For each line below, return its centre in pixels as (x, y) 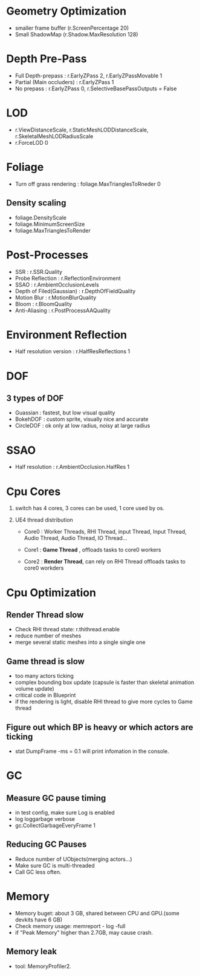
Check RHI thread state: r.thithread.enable (67, 629)
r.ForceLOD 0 (31, 142)
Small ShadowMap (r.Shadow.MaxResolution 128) (76, 34)
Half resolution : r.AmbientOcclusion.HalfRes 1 (72, 467)
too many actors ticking (44, 676)
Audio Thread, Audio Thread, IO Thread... (76, 538)
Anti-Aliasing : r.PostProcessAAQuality (63, 310)
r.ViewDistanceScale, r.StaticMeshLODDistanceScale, (82, 130)
